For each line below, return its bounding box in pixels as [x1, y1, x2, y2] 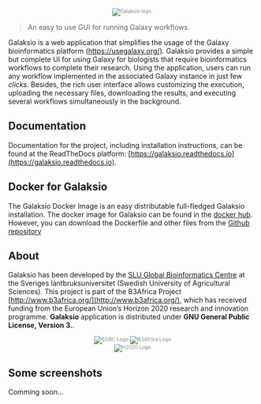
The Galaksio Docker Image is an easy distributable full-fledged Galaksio [8, 201, 245, 210]
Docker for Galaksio [8, 180, 108, 194]
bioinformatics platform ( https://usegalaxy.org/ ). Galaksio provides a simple [8, 47, 254, 55]
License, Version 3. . [8, 320, 75, 330]
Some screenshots [8, 366, 103, 379]
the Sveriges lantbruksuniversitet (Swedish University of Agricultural [8, 278, 231, 288]
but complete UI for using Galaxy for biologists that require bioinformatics [8, 55, 247, 64]
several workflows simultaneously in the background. [8, 96, 181, 106]
